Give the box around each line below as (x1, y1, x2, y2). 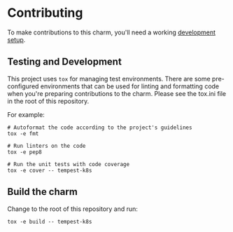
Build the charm (7, 186, 78, 198)
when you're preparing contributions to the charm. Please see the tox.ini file (7, 89, 227, 97)
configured (7, 82, 39, 90)
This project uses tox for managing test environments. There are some (7, 74, 211, 83)
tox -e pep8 (7, 149, 42, 156)
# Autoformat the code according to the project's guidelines (7, 124, 192, 131)
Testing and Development (7, 56, 122, 68)
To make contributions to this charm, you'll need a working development (7, 28, 216, 36)
